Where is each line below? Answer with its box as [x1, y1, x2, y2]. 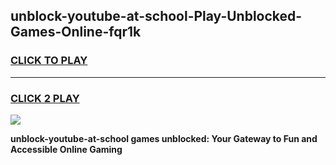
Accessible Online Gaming [10, 143, 123, 155]
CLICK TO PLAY [10, 54, 88, 68]
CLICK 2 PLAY [10, 91, 80, 105]
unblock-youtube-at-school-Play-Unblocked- [10, 8, 303, 25]
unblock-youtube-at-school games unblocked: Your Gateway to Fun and [10, 132, 318, 144]
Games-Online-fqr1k [10, 24, 142, 41]
